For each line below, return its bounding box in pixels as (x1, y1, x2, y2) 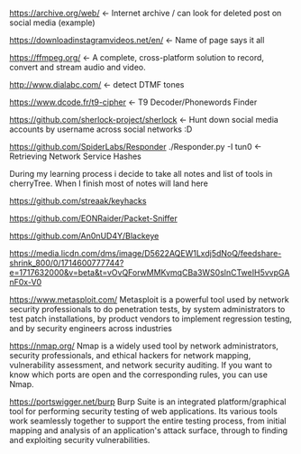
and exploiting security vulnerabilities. (9, 435, 150, 445)
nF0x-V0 (9, 277, 42, 287)
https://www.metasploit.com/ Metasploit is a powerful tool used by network (9, 294, 290, 305)
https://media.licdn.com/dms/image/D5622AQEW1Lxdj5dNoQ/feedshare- (9, 248, 282, 258)
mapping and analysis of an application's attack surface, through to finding (9, 425, 288, 436)
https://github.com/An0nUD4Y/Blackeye (9, 230, 160, 241)
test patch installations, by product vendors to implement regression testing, (9, 313, 293, 324)
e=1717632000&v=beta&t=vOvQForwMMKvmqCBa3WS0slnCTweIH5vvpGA (9, 267, 290, 278)
